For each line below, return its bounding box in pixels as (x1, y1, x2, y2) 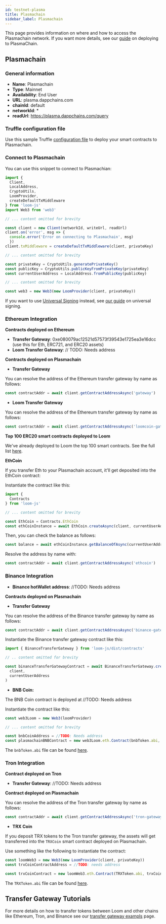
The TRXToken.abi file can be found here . (5, 880, 88, 886)
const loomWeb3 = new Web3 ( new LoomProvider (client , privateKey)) (5, 857, 145, 863)
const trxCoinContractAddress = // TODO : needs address (5, 862, 121, 867)
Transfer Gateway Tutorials (5, 895, 91, 903)
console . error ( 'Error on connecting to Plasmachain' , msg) (9, 234, 134, 240)
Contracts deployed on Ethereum (5, 327, 75, 333)
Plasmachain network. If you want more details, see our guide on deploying (5, 35, 159, 41)
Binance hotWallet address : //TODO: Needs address (12, 584, 120, 590)
